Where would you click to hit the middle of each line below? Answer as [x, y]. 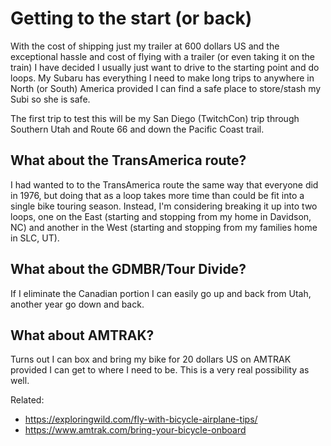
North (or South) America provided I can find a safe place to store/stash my [166, 88]
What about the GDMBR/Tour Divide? [128, 269]
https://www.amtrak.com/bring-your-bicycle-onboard [135, 430]
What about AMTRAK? [82, 335]
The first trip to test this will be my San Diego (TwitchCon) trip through [155, 118]
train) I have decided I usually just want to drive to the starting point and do [165, 67]
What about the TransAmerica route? [128, 160]
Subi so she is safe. [50, 99]
